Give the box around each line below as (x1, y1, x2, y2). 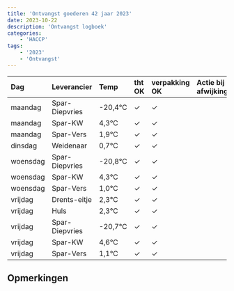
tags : (7, 42, 23, 49)
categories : (7, 29, 42, 37)
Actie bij (196, 77, 225, 87)
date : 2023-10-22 (7, 17, 58, 24)
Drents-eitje (52, 194, 92, 204)
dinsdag (10, 141, 38, 150)
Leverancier (52, 81, 93, 91)
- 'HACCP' (19, 36, 49, 43)
